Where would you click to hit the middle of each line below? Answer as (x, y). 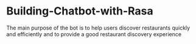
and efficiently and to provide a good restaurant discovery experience (94, 34)
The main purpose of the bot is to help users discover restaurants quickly (98, 28)
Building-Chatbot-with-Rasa (80, 11)
